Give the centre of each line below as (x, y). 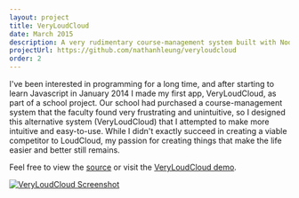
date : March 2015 (41, 34)
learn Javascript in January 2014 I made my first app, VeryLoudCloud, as (143, 93)
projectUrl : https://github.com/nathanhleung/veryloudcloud (123, 51)
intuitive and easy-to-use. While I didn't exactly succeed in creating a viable (148, 131)
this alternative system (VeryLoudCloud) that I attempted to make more (139, 122)
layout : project (39, 17)
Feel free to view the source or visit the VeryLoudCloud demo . (123, 167)
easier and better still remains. (65, 150)
